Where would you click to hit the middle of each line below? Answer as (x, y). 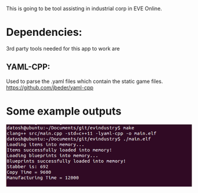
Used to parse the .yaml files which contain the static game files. (85, 81)
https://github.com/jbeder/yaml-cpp (50, 87)
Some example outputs (64, 111)
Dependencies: (44, 32)
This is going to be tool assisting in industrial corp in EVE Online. (84, 9)
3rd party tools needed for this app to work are (63, 48)
